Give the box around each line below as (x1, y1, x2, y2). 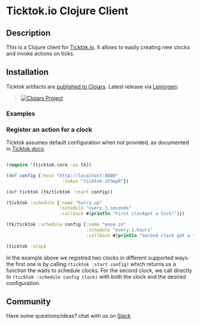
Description (6, 28, 51, 38)
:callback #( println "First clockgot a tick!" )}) (59, 211, 185, 217)
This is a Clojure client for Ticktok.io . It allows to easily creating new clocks (6, 43, 190, 51)
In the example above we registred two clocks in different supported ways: (6, 254, 189, 261)
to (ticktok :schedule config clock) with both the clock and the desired (6, 273, 186, 280)
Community (6, 296, 51, 307)
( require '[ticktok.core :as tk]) (6, 162, 92, 168)
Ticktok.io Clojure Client (6, 4, 129, 18)
